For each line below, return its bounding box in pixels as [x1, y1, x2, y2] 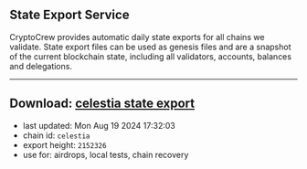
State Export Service [9, 7, 130, 23]
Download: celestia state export [9, 96, 196, 111]
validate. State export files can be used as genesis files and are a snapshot [9, 41, 291, 52]
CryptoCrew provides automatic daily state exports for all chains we [9, 31, 265, 42]
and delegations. [9, 60, 73, 71]
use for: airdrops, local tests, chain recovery [22, 149, 189, 160]
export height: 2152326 [22, 139, 107, 150]
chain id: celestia [22, 130, 90, 141]
